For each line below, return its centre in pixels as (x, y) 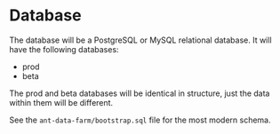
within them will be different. (61, 102)
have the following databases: (64, 49)
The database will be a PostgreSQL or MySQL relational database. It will (141, 40)
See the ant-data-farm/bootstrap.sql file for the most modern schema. (140, 120)
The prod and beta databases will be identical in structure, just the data (140, 93)
